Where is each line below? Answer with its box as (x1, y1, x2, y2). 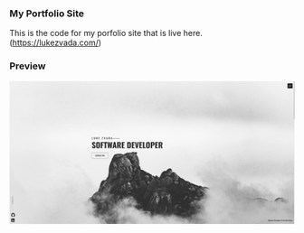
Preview (9, 60, 46, 72)
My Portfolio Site (9, 7, 84, 20)
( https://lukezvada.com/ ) (9, 37, 102, 48)
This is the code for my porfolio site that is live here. (9, 28, 204, 39)
